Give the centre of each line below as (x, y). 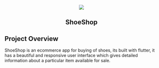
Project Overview (31, 39)
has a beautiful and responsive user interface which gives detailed (71, 55)
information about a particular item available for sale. (58, 61)
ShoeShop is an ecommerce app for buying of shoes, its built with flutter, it (80, 50)
